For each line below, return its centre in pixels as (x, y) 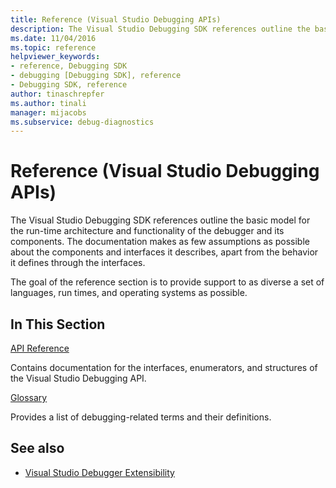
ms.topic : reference (53, 47)
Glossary (29, 397)
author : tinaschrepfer (57, 94)
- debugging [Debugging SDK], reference (96, 76)
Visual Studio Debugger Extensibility (99, 472)
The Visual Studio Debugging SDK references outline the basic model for (160, 220)
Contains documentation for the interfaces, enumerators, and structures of (164, 367)
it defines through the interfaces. (78, 263)
